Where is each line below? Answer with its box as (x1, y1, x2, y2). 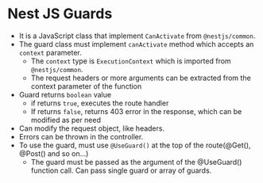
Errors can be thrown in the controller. (18, 132, 144, 141)
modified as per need (30, 115, 101, 124)
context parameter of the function (30, 81, 142, 91)
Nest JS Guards (7, 5, 113, 23)
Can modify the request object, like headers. (18, 124, 164, 133)
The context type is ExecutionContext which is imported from (30, 56, 231, 66)
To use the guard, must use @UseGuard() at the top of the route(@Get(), (18, 140, 251, 150)
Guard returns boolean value (18, 90, 112, 99)
